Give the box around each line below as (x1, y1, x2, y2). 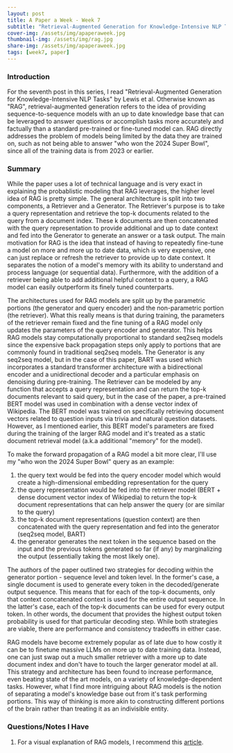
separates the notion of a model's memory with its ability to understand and (7, 261, 224, 270)
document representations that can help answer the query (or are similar (17, 501, 225, 509)
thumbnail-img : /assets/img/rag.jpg (7, 36, 113, 43)
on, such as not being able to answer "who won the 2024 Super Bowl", (7, 140, 209, 148)
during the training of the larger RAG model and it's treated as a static (7, 429, 206, 438)
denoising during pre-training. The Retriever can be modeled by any (7, 378, 202, 386)
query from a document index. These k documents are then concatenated (7, 217, 218, 225)
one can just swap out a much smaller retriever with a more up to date (7, 653, 207, 661)
